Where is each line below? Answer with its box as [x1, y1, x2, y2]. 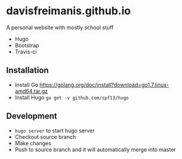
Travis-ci [14, 48, 37, 55]
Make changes [14, 139, 52, 146]
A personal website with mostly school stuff [6, 24, 114, 31]
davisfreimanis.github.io [6, 4, 131, 18]
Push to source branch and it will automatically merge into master [14, 146, 176, 153]
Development [6, 111, 58, 121]
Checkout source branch [14, 133, 76, 141]
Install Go [14, 81, 39, 88]
